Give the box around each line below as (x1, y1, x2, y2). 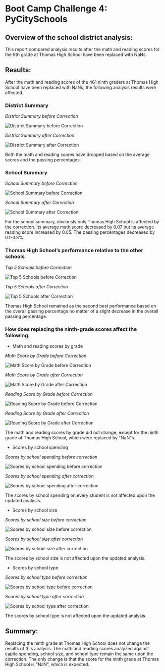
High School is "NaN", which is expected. (5, 661, 90, 667)
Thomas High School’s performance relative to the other (5, 247, 144, 254)
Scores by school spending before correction (5, 454, 98, 460)
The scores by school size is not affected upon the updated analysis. (5, 555, 146, 561)
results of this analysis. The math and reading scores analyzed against (5, 645, 149, 651)
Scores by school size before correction (5, 517, 87, 522)
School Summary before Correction (5, 180, 78, 186)
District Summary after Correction (5, 132, 75, 139)
